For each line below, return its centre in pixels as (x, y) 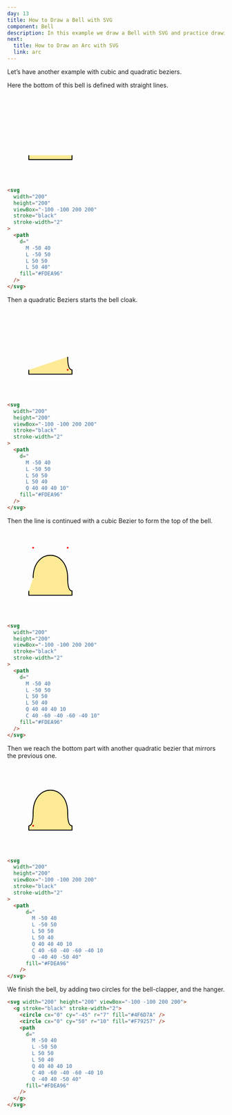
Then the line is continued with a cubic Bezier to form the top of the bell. (110, 521)
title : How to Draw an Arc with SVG (66, 46)
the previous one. (32, 755)
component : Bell (30, 26)
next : (15, 39)
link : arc (27, 53)
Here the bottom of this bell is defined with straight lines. (88, 85)
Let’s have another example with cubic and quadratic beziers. (94, 72)
